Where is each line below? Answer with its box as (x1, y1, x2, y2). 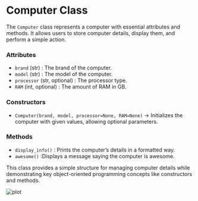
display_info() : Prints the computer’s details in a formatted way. (14, 146, 175, 153)
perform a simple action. (6, 36, 67, 43)
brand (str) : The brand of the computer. (14, 64, 112, 71)
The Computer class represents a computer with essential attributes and (6, 23, 180, 30)
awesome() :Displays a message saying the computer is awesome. (14, 152, 175, 159)
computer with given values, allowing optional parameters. (14, 118, 159, 125)
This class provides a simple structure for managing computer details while (6, 164, 190, 171)
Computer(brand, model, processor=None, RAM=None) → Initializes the (14, 111, 183, 119)
